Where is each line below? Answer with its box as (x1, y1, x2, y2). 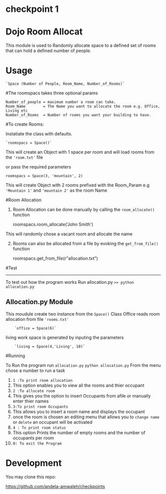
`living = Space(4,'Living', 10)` (14, 344, 85, 349)
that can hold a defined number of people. (5, 48, 92, 54)
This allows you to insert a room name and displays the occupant (12, 408, 145, 414)
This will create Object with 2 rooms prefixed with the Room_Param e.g (5, 182, 150, 188)
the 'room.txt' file (5, 154, 43, 160)
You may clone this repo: (5, 474, 56, 480)
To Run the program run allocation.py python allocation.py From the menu (5, 362, 161, 368)
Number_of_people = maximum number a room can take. (5, 100, 116, 105)
